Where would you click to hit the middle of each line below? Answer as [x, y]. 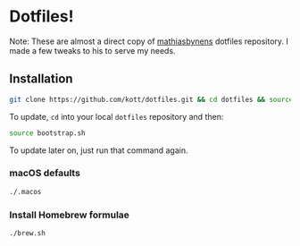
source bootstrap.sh [48, 133]
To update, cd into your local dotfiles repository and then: [117, 116]
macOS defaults [45, 174]
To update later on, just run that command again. [99, 150]
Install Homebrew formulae [69, 215]
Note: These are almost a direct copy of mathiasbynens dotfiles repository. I [149, 41]
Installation [41, 79]
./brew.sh [28, 233]
